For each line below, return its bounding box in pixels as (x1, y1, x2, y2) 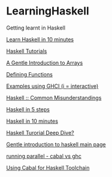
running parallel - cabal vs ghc (6, 152, 82, 160)
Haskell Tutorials (6, 47, 47, 55)
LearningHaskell (6, 4, 90, 18)
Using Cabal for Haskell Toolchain (6, 164, 90, 171)
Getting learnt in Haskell (6, 24, 66, 31)
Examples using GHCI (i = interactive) (6, 82, 99, 90)
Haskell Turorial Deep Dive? (6, 129, 74, 136)
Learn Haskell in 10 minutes (6, 36, 74, 43)
